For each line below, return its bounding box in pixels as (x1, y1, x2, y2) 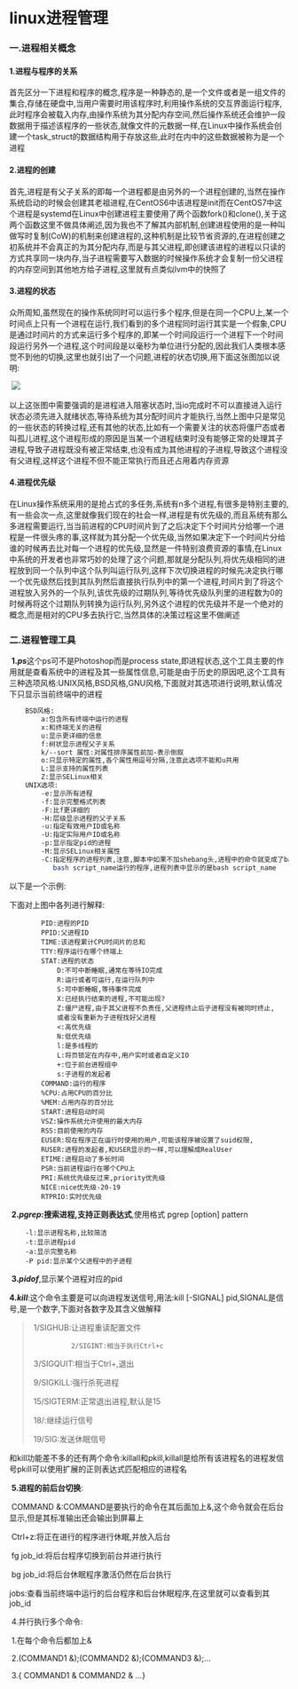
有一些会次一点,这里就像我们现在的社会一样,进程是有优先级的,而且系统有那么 (9, 509, 288, 520)
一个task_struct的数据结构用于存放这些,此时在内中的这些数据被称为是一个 (16, 131, 286, 142)
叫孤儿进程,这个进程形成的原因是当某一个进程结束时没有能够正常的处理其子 (9, 432, 284, 444)
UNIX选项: (25, 781, 59, 790)
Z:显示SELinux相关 (41, 773, 104, 782)
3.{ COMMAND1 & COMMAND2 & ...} (11, 1669, 146, 1680)
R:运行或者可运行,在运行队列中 (56, 975, 155, 984)
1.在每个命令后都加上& (11, 1635, 92, 1646)
